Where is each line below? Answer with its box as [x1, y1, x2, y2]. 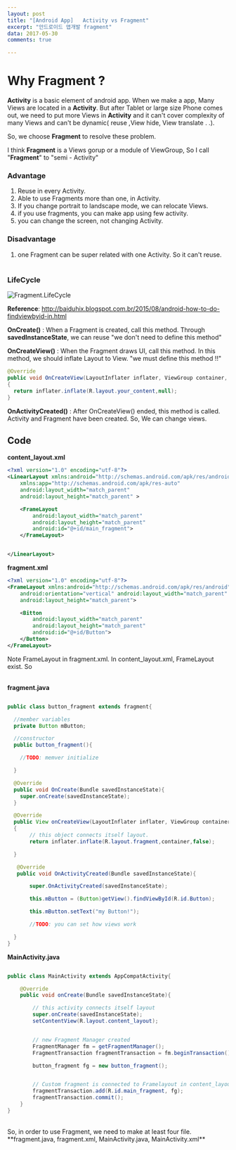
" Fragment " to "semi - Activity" [7, 153, 99, 162]
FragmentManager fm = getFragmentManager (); [32, 1042, 165, 1050]
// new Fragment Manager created [32, 1036, 131, 1043]
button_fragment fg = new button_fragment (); [32, 1062, 169, 1069]
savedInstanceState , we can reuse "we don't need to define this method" [7, 333, 223, 342]
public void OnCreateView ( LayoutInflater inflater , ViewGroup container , [7, 374, 228, 382]
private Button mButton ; [13, 722, 86, 729]
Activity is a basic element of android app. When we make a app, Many [7, 96, 215, 105]
